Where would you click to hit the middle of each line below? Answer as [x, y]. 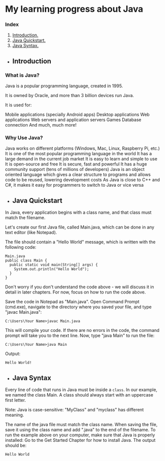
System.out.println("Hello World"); [52, 269]
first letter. [16, 400]
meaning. [15, 415]
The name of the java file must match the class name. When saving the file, [81, 425]
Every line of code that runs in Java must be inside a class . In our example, [81, 390]
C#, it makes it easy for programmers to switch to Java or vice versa [74, 185]
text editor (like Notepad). [31, 232]
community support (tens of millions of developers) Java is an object [75, 169]
